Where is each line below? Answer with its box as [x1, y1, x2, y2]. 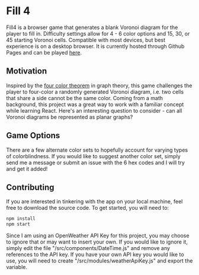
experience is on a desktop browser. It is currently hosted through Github [6, 43, 185, 50]
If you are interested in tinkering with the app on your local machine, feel [6, 198, 183, 205]
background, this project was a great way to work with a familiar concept [6, 101, 184, 108]
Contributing [6, 182, 54, 192]
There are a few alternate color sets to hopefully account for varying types [6, 146, 188, 154]
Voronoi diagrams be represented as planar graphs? [6, 113, 133, 120]
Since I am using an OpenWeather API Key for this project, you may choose [6, 232, 190, 239]
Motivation [6, 66, 47, 76]
